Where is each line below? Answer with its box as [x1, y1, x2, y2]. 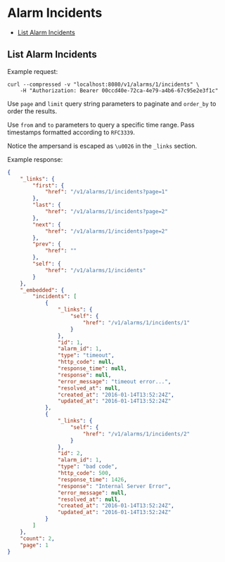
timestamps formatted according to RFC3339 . [7, 128, 135, 136]
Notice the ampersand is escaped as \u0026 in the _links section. [7, 141, 198, 150]
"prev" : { [32, 241, 61, 248]
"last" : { [32, 202, 61, 209]
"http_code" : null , [57, 359, 115, 366]
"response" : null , [57, 371, 112, 378]
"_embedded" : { [20, 286, 65, 293]
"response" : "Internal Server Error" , [57, 483, 172, 490]
